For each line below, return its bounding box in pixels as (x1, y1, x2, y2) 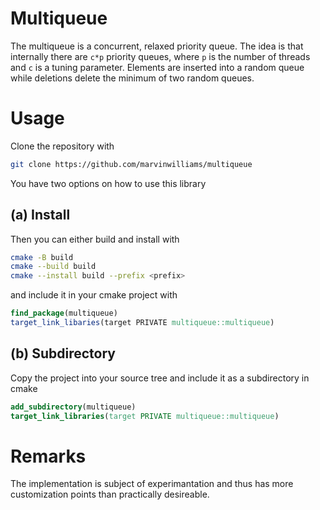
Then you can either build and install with (10, 233, 180, 245)
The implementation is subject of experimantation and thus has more (10, 478, 294, 490)
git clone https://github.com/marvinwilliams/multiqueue (10, 159, 253, 169)
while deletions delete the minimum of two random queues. (10, 72, 255, 84)
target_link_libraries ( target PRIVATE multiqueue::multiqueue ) (10, 411, 280, 421)
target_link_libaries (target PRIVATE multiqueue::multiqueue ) (10, 318, 275, 328)
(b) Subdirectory (10, 345, 116, 362)
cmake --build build (10, 262, 97, 272)
